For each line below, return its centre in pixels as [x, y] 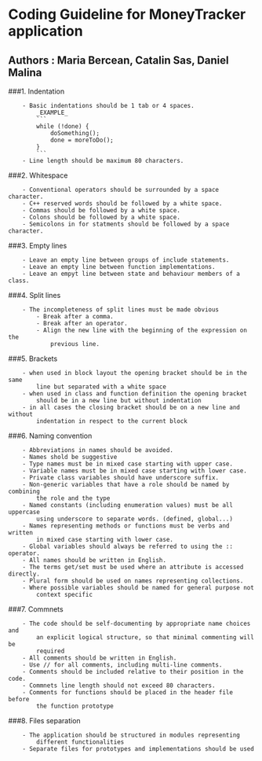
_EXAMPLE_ [52, 112]
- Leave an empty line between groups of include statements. [126, 260]
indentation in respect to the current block [112, 421]
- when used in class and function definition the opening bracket [135, 394]
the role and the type [73, 498]
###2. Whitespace [38, 175]
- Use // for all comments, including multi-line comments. [122, 665]
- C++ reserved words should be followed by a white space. [122, 204]
